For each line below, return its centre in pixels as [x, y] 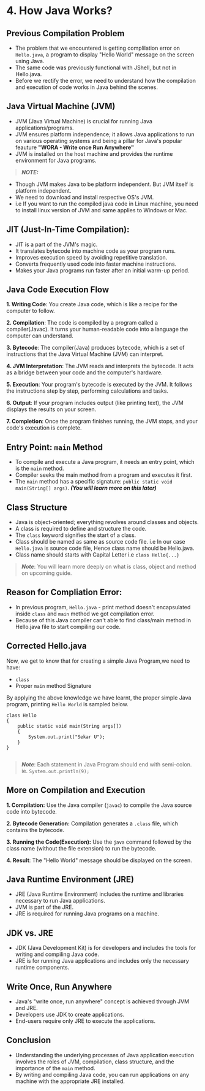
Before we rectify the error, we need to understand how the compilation [105, 81]
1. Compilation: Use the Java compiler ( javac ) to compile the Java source [99, 805]
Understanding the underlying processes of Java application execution [105, 1055]
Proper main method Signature [53, 685]
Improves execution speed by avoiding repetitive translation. [91, 257]
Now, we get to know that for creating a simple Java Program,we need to [98, 661]
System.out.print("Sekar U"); [67, 737]
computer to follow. [31, 311]
